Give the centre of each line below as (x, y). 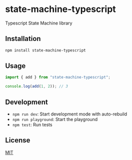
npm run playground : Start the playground (55, 119)
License (18, 140)
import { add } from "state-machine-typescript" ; (58, 77)
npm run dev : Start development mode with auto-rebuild (70, 114)
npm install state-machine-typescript (45, 50)
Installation (23, 39)
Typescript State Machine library (39, 23)
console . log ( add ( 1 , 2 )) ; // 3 (37, 86)
